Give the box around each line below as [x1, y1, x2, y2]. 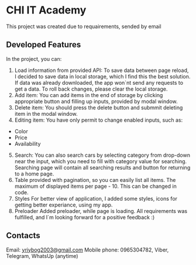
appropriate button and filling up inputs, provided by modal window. [14, 98, 178, 105]
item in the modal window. [14, 110, 78, 117]
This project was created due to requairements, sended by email [6, 23, 162, 30]
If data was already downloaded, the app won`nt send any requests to [14, 79, 183, 86]
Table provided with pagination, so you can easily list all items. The [14, 176, 176, 183]
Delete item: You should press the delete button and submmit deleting [14, 104, 183, 111]
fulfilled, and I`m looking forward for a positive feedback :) [14, 214, 155, 221]
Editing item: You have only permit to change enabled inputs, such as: [14, 116, 183, 123]
